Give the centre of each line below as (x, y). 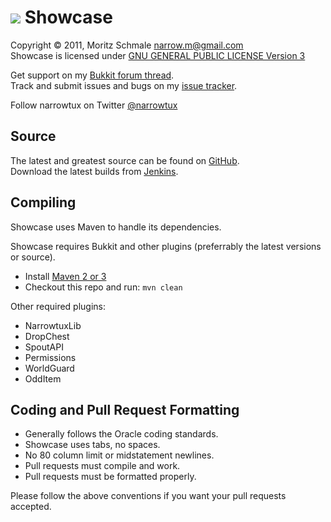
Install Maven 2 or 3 (65, 276)
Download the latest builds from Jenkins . (94, 171)
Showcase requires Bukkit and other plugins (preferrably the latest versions (166, 246)
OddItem (43, 378)
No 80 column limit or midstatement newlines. (119, 455)
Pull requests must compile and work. (102, 466)
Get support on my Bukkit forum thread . (92, 75)
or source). (33, 257)
